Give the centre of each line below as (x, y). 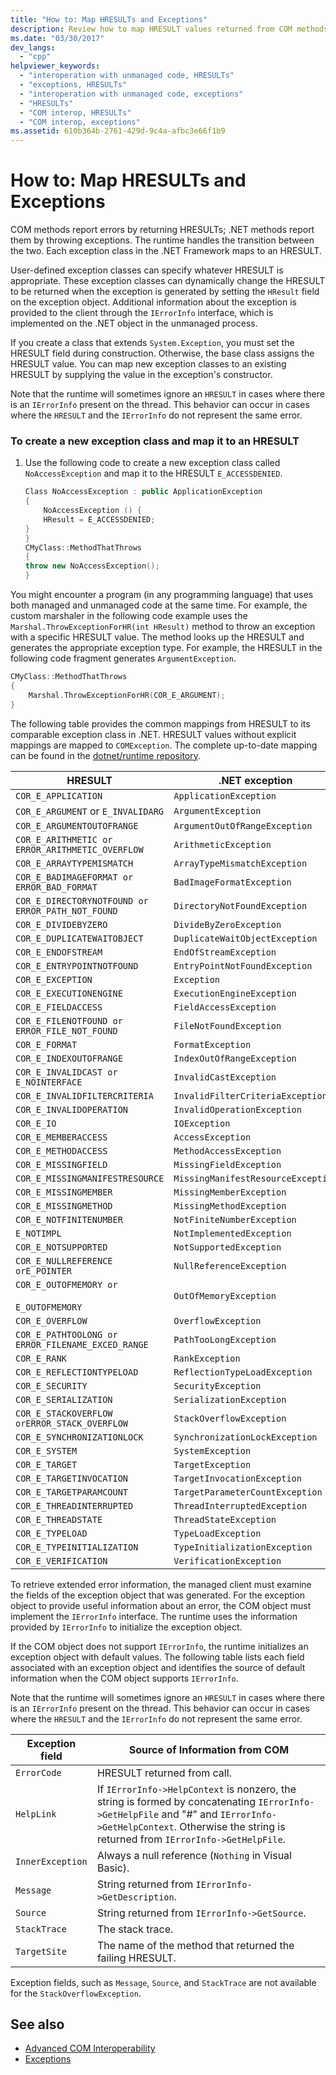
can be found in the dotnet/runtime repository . (106, 755)
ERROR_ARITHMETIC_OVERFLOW (79, 849)
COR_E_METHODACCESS (61, 1150)
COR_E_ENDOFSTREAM (59, 952)
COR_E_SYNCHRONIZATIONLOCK (79, 1437)
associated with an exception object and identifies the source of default (158, 1667)
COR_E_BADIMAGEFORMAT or (74, 877)
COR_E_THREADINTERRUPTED (74, 1505)
